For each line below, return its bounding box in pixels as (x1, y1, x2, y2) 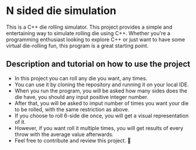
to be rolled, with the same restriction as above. (14, 105, 130, 112)
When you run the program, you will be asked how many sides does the (14, 87, 187, 94)
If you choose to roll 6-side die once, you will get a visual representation (14, 112, 189, 119)
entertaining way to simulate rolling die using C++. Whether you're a (6, 29, 171, 36)
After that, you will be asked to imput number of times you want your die (14, 100, 189, 107)
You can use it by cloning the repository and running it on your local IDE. (14, 81, 189, 88)
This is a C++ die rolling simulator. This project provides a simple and (6, 23, 173, 30)
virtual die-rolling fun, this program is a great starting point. (6, 42, 149, 49)
